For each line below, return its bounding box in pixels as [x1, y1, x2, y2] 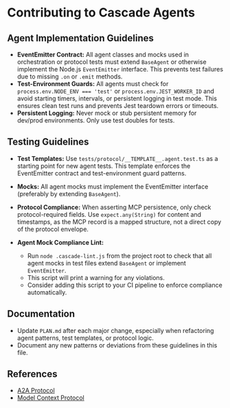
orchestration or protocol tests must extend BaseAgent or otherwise [16, 58, 207, 66]
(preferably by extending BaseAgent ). [16, 189, 121, 197]
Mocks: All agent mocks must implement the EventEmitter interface [16, 182, 209, 191]
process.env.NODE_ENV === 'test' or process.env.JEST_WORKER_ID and [16, 87, 215, 95]
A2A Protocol [16, 387, 55, 395]
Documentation [7, 308, 76, 320]
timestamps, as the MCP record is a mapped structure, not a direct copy [16, 217, 222, 226]
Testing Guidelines [7, 136, 89, 148]
